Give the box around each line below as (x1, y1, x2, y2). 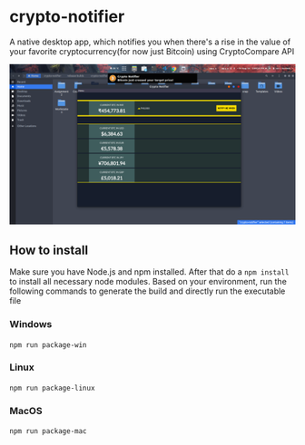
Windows (9, 318, 53, 331)
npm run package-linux (9, 383, 95, 392)
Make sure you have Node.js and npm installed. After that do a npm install (9, 266, 290, 277)
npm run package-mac (9, 427, 88, 436)
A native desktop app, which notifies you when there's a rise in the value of (9, 36, 291, 47)
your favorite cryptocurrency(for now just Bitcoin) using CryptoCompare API (9, 45, 295, 56)
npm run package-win (9, 340, 88, 350)
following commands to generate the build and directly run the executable (9, 285, 286, 296)
